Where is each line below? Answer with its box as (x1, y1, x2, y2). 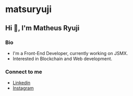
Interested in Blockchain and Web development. (12, 56, 113, 62)
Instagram (12, 85, 34, 91)
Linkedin (12, 80, 31, 86)
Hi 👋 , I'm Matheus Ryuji (5, 24, 80, 32)
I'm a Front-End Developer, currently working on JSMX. (12, 50, 128, 56)
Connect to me (5, 68, 42, 75)
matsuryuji (5, 4, 52, 15)
